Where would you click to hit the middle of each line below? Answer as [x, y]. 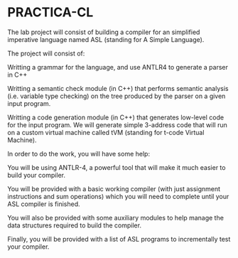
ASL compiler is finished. [44, 204]
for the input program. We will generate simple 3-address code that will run [117, 124]
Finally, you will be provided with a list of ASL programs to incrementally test [119, 239]
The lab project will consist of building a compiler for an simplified [104, 32]
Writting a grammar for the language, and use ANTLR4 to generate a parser [118, 67]
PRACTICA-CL [50, 12]
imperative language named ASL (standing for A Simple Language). [106, 39]
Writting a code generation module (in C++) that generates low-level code [116, 117]
